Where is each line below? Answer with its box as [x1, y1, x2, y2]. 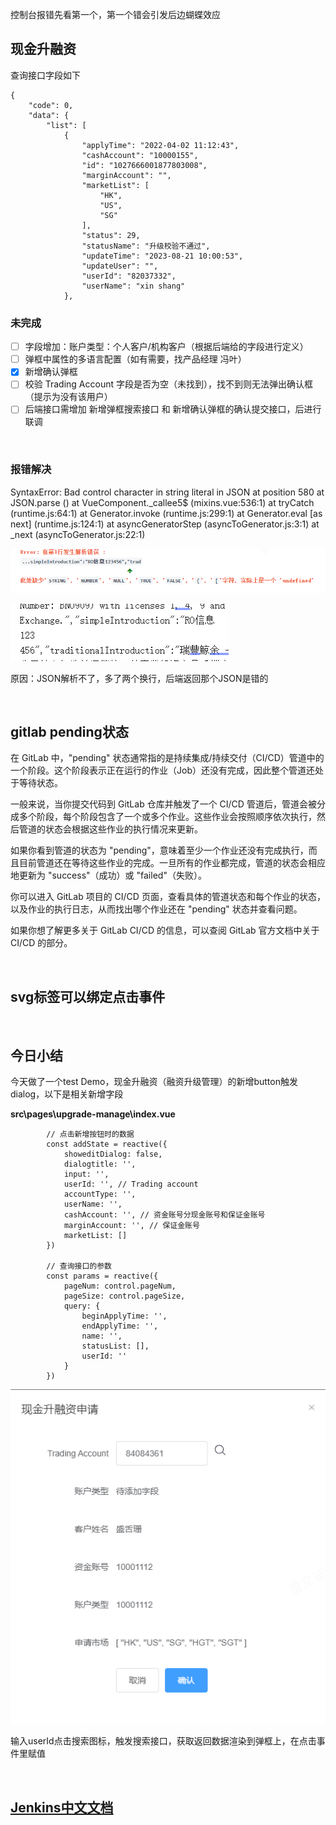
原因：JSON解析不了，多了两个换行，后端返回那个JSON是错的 [10, 672, 269, 684]
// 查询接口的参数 [46, 1261, 112, 1272]
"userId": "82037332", [81, 271, 177, 281]
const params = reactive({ [46, 1271, 159, 1282]
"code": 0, [28, 100, 74, 110]
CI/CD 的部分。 [10, 937, 73, 949]
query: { [63, 1301, 101, 1312]
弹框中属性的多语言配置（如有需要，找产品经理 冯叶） [24, 353, 247, 365]
